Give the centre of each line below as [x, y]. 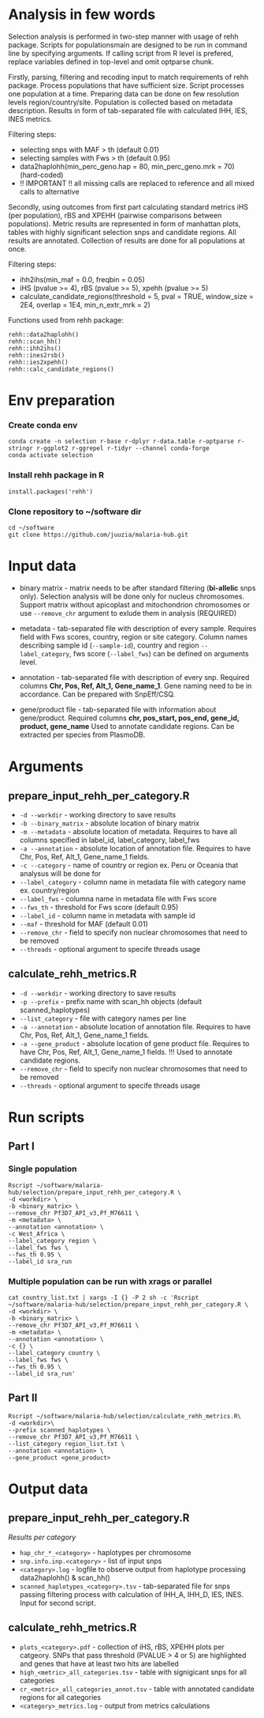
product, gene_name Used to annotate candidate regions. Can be [127, 726]
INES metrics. [30, 119]
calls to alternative [50, 191]
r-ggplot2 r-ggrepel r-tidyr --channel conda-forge [123, 448]
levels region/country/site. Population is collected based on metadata [121, 102]
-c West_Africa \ [37, 1234]
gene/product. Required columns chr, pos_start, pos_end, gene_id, [129, 718]
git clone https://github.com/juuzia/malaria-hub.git [99, 535]
